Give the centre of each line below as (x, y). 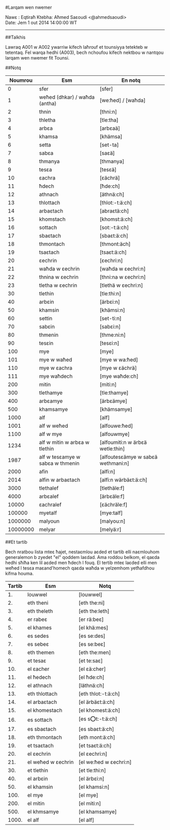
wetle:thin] (112, 449)
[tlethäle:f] (112, 488)
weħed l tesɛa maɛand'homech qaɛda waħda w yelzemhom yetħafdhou (80, 568)
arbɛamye (51, 401)
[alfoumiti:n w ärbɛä (123, 442)
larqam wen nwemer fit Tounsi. (37, 58)
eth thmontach (45, 737)
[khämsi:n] (112, 310)
